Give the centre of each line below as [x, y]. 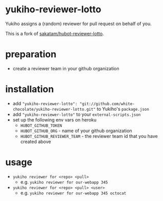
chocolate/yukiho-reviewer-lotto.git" [54, 109]
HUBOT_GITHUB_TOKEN [41, 126]
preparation [31, 54]
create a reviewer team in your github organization [66, 68]
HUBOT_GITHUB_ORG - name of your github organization [76, 130]
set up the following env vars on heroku [55, 119]
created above [36, 142]
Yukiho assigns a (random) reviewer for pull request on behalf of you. [79, 24]
